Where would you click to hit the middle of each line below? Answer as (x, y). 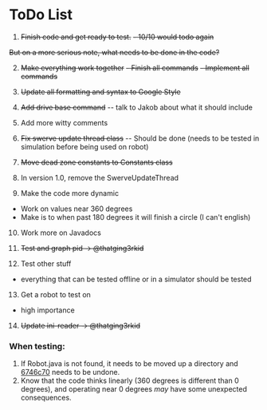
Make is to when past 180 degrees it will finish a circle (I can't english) (135, 217)
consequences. (46, 398)
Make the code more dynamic (69, 193)
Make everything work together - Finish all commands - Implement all (135, 68)
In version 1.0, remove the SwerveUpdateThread (99, 177)
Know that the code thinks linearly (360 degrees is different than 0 (130, 380)
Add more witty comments (64, 122)
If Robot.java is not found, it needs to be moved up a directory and (129, 364)
